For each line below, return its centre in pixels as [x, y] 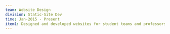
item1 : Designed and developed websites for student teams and [73, 24]
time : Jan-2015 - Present [32, 19]
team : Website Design [28, 10]
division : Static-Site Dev [34, 14]
